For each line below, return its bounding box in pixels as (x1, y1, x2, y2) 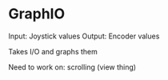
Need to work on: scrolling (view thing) (8, 62, 137, 72)
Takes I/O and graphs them (8, 46, 98, 56)
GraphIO (8, 5, 66, 23)
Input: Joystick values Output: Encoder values (8, 31, 160, 41)
